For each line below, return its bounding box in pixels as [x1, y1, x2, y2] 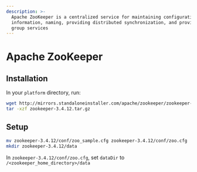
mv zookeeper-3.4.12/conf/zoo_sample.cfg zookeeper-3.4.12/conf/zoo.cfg [6, 137, 188, 144]
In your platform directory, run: [6, 89, 81, 96]
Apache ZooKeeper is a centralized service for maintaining [11, 14, 161, 20]
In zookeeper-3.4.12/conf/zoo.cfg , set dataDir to [6, 154, 125, 161]
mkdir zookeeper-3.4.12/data [6, 143, 77, 149]
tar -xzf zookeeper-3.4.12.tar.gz [6, 106, 91, 112]
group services [11, 25, 49, 31]
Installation [6, 73, 48, 83]
